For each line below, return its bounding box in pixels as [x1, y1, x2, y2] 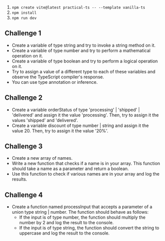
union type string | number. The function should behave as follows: [11, 209, 149, 215]
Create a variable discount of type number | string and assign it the [11, 122, 149, 128]
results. [11, 176, 28, 182]
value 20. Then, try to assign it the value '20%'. [11, 127, 109, 133]
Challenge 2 [4, 94, 43, 102]
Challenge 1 [4, 29, 42, 38]
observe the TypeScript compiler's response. [11, 74, 105, 80]
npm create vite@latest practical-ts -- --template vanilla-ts [11, 5, 146, 10]
